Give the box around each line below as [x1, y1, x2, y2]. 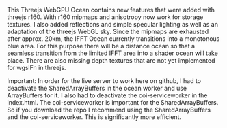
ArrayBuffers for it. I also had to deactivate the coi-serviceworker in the [7, 91, 208, 99]
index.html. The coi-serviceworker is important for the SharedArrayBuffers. [7, 99, 219, 106]
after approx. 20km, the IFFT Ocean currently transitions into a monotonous [7, 35, 220, 43]
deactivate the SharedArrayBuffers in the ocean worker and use [7, 84, 187, 92]
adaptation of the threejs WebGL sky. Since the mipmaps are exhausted [7, 27, 209, 35]
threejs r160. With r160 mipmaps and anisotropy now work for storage [7, 13, 204, 21]
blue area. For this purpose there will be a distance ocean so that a [7, 42, 196, 50]
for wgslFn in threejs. [7, 64, 66, 71]
